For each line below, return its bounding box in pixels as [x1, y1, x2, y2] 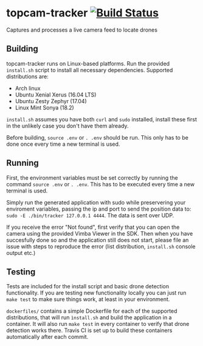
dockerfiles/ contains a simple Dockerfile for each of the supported [6, 307, 177, 315]
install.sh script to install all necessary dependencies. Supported [6, 66, 173, 73]
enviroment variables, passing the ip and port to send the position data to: [6, 205, 191, 212]
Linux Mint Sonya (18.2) [15, 104, 74, 111]
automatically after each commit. [6, 333, 89, 341]
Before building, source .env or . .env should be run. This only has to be [6, 134, 188, 141]
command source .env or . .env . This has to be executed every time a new [6, 180, 195, 188]
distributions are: [6, 73, 49, 80]
